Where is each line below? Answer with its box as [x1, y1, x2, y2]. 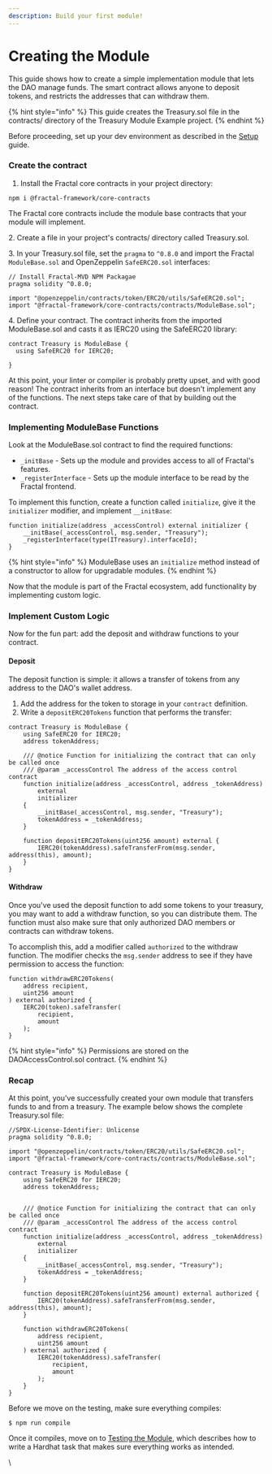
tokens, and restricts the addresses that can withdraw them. [8, 91, 209, 101]
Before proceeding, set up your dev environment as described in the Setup [8, 131, 259, 140]
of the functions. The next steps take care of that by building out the [8, 392, 237, 402]
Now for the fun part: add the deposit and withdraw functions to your [8, 629, 240, 638]
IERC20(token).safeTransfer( [23, 1003, 122, 1011]
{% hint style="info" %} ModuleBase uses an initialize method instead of [8, 557, 261, 567]
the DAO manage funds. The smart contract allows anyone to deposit [8, 82, 240, 92]
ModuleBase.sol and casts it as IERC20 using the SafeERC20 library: [8, 324, 238, 334]
